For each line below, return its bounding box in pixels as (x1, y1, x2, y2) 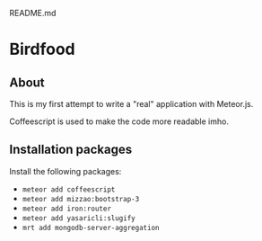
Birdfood (9, 40, 76, 59)
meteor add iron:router (22, 204, 112, 213)
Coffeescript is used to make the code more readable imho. (9, 116, 229, 127)
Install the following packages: (9, 165, 122, 176)
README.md (9, 8, 57, 18)
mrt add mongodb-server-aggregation (22, 223, 160, 232)
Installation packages (9, 142, 133, 157)
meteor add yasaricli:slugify (22, 213, 136, 223)
